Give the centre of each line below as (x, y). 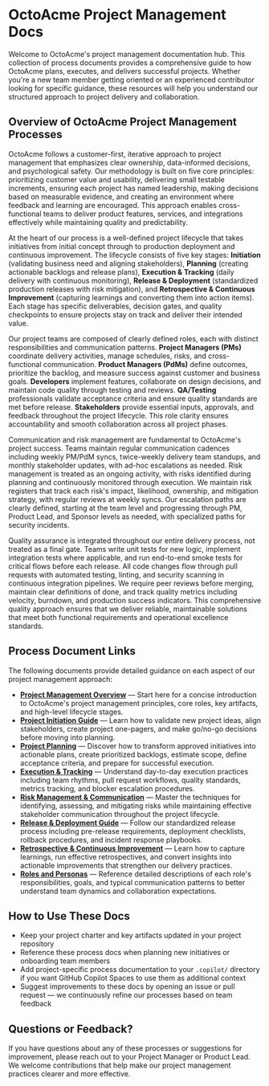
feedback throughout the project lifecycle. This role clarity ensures (118, 415)
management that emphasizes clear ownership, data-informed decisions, (129, 162)
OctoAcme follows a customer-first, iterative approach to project (115, 153)
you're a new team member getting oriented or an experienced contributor (132, 80)
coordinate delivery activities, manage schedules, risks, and (108, 356)
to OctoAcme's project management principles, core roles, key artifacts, (139, 703)
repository (37, 944)
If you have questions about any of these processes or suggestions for (125, 1048)
